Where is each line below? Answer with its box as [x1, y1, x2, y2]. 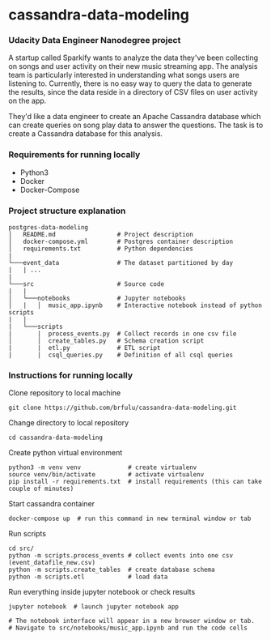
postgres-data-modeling [8, 224, 89, 232]
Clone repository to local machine [8, 388, 121, 398]
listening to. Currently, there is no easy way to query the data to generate [8, 79, 252, 88]
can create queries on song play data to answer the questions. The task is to [8, 120, 264, 130]
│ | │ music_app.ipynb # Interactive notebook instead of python [8, 301, 263, 309]
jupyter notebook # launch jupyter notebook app [8, 603, 180, 611]
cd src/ [8, 544, 35, 553]
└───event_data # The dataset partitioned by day [8, 259, 233, 267]
